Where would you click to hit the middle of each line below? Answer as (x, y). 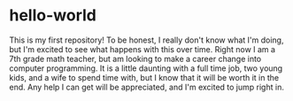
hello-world (53, 16)
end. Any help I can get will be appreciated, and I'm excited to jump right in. (147, 87)
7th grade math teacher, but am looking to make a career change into (135, 58)
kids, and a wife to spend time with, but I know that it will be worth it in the (144, 77)
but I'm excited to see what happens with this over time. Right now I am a (143, 49)
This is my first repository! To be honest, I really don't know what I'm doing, (146, 40)
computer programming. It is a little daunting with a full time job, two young (146, 68)
